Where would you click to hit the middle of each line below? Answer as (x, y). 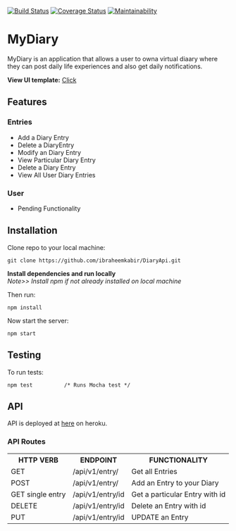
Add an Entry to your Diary (175, 482)
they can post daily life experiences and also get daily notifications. (105, 66)
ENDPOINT (99, 460)
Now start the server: (38, 320)
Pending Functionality (49, 208)
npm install (25, 307)
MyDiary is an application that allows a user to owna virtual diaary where (113, 58)
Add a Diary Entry (43, 137)
